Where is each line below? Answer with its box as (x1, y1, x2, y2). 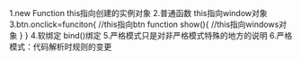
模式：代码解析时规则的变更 (9, 41, 112, 52)
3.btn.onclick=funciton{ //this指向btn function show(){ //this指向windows (9, 19, 279, 30)
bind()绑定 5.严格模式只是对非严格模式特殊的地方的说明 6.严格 (63, 30, 293, 40)
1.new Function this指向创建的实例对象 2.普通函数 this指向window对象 (9, 8, 268, 18)
